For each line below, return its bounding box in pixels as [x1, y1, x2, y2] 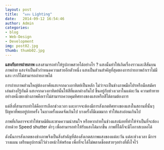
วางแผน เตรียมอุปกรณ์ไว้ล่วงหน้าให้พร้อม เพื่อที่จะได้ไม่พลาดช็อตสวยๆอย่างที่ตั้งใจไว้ [5, 139, 139, 145]
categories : [5, 25, 29, 30]
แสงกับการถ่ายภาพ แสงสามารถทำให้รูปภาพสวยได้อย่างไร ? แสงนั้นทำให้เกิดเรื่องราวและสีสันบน [5, 62, 156, 67]
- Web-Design [5, 35, 32, 40]
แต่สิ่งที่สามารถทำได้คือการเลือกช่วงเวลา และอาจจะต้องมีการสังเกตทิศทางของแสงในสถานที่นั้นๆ [5, 103, 155, 109]
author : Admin [5, 21, 34, 26]
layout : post [5, 7, 32, 12]
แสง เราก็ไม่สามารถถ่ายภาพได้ [5, 72, 53, 78]
